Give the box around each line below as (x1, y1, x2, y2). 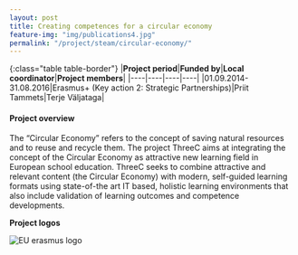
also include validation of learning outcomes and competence (9, 191, 240, 202)
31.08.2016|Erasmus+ (9, 82, 91, 93)
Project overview (9, 112, 75, 123)
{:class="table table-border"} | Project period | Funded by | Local (9, 63, 245, 74)
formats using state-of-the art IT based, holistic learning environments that (9, 181, 289, 192)
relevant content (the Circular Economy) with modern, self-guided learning (9, 171, 288, 182)
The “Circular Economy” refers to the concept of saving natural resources (9, 133, 284, 144)
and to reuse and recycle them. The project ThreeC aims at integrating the (9, 142, 286, 154)
